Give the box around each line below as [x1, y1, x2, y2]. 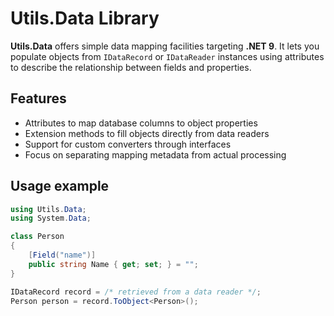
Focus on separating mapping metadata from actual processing [24, 148, 287, 161]
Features [10, 90, 67, 107]
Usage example [10, 178, 110, 195]
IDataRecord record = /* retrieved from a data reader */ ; [10, 287, 262, 297]
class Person [10, 232, 65, 242]
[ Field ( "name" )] [28, 250, 97, 261]
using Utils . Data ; [10, 204, 87, 214]
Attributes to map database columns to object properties [24, 117, 258, 129]
